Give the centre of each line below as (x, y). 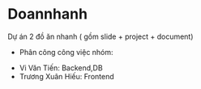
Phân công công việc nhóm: (66, 52)
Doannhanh (48, 14)
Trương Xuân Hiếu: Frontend (66, 76)
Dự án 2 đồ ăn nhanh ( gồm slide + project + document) (100, 36)
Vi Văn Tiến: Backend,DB (61, 68)
